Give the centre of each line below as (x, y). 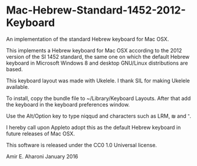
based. (14, 69)
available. (18, 87)
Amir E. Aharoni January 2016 (42, 156)
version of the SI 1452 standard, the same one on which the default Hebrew (98, 57)
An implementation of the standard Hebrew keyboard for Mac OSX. (88, 39)
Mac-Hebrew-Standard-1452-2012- (96, 10)
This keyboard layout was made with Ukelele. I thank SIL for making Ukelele (98, 81)
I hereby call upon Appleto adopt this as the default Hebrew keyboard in (93, 127)
